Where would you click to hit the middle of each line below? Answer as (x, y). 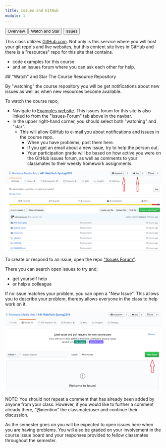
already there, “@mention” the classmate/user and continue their (71, 409)
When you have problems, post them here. (71, 142)
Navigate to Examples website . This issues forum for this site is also (82, 111)
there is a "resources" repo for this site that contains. (59, 52)
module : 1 (15, 16)
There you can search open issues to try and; (52, 269)
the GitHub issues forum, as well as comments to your (82, 158)
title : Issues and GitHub (32, 10)
